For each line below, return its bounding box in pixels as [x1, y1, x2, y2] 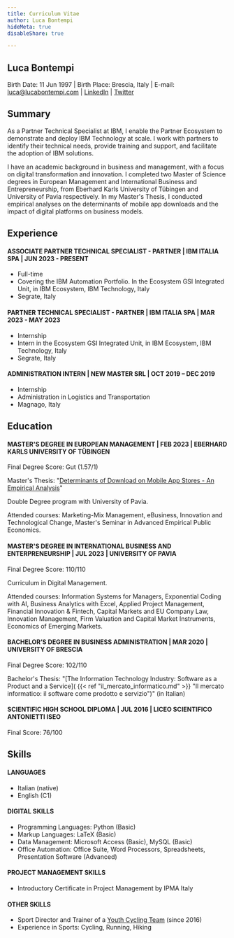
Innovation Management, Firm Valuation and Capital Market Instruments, [7, 614, 216, 623]
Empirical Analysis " [7, 484, 63, 492]
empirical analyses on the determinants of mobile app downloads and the [7, 199, 219, 208]
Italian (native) [17, 783, 59, 792]
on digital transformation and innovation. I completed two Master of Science [7, 169, 226, 178]
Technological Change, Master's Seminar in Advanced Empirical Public [7, 519, 212, 527]
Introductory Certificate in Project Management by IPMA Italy [17, 884, 193, 892]
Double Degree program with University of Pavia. [7, 498, 149, 506]
